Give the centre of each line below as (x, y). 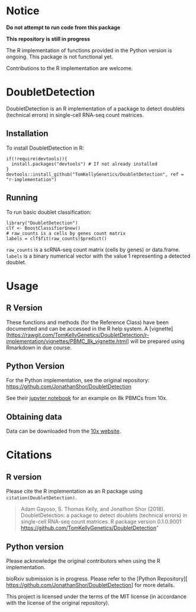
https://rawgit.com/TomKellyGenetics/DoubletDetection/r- (79, 335)
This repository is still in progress (48, 39)
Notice (23, 11)
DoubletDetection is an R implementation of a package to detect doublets (96, 109)
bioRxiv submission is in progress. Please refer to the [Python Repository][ (97, 578)
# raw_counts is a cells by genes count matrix (66, 233)
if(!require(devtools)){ (37, 158)
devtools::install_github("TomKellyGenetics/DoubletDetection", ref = (95, 174)
